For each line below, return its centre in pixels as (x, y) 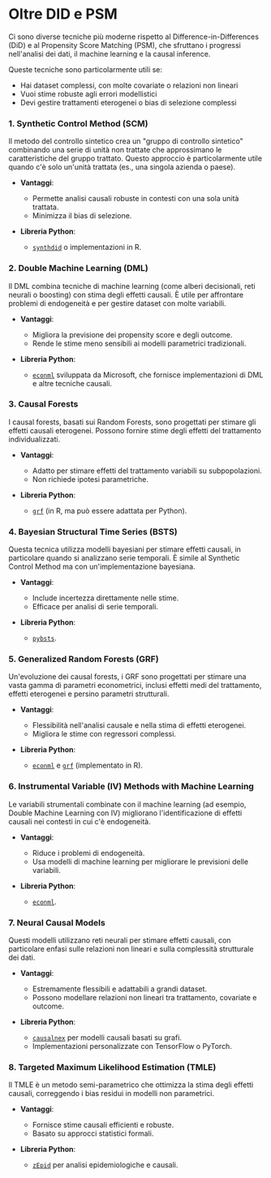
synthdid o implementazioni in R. (87, 247)
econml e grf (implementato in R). (88, 765)
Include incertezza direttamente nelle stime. (105, 598)
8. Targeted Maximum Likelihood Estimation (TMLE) (112, 1067)
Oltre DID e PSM (63, 14)
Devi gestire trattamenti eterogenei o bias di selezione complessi (128, 102)
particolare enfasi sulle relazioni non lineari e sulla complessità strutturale (131, 949)
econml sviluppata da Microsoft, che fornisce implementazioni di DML (148, 375)
